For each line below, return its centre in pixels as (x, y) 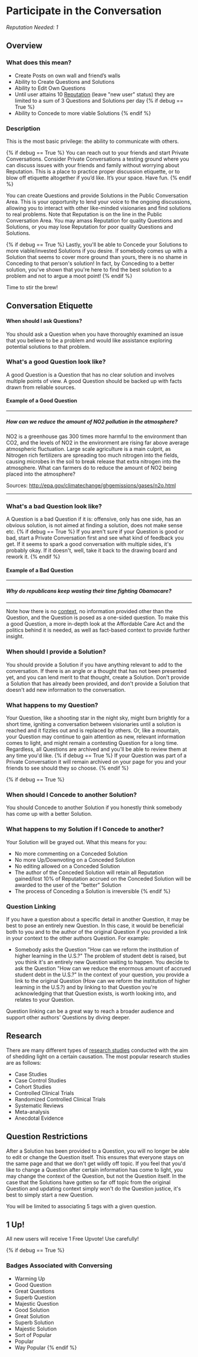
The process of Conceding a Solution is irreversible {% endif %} (93, 891)
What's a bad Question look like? (54, 506)
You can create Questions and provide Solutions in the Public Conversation (97, 195)
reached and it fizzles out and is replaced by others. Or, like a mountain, (93, 731)
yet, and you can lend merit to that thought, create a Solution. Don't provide (98, 677)
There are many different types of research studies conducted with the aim (97, 1050)
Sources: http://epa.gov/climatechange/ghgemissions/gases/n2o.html (91, 485)
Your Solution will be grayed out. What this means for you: (77, 842)
